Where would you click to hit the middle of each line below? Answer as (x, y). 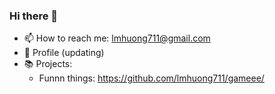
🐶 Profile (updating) (64, 53)
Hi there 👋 (34, 16)
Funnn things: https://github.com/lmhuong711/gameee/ (151, 78)
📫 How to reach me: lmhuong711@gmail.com (117, 38)
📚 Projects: (48, 64)
